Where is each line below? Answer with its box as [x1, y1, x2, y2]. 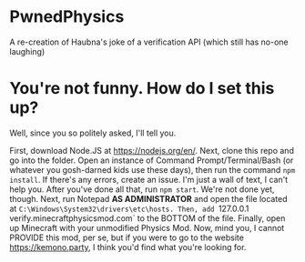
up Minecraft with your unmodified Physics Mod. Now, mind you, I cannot [9, 222, 285, 233]
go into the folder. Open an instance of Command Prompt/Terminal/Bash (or [9, 155, 294, 166]
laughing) [9, 45, 46, 56]
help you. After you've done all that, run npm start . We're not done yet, [9, 184, 275, 195]
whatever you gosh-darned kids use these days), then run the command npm [9, 164, 296, 175]
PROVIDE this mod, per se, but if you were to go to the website [9, 232, 244, 243]
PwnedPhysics [9, 6, 125, 27]
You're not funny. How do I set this [9, 78, 275, 99]
